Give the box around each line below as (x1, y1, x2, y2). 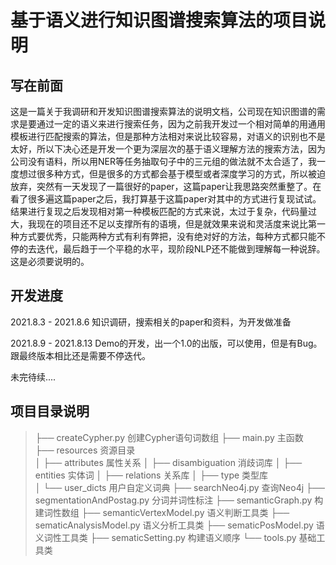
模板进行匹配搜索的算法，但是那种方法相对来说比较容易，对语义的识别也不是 (10, 131, 326, 142)
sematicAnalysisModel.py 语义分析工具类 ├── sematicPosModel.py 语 (34, 519, 325, 531)
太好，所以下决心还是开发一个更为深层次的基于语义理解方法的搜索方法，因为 (10, 143, 326, 155)
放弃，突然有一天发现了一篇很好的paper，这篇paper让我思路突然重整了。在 (10, 181, 322, 192)
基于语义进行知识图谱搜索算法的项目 (10, 9, 309, 32)
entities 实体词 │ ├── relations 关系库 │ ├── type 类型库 (34, 469, 269, 481)
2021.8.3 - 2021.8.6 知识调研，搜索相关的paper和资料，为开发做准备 (10, 316, 292, 328)
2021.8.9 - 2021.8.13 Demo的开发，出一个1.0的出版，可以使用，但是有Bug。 (10, 337, 323, 349)
